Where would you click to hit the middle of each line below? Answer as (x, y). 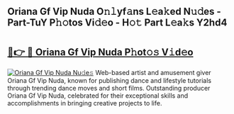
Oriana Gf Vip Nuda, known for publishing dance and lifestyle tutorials (109, 80)
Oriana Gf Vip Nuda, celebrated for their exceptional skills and (98, 96)
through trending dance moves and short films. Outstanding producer (109, 88)
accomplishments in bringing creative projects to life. (85, 103)
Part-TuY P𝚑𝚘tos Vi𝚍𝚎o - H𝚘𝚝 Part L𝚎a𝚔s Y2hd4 (117, 23)
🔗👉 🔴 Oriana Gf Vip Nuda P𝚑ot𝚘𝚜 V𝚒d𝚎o (100, 52)
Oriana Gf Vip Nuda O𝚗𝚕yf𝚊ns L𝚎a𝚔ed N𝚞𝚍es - (114, 12)
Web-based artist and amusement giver (153, 73)
